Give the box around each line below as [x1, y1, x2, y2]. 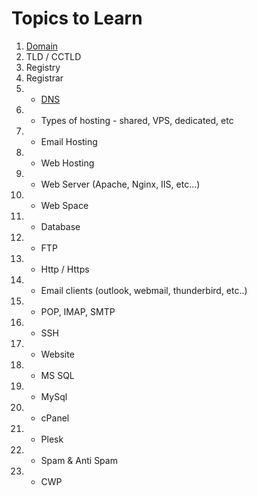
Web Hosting [40, 157, 95, 169]
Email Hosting [40, 135, 98, 147]
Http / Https [40, 263, 90, 275]
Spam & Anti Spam [40, 454, 118, 466]
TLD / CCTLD [25, 50, 82, 62]
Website [40, 348, 75, 360]
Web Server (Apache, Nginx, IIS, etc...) [40, 178, 201, 190]
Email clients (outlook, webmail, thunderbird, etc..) [40, 284, 248, 296]
